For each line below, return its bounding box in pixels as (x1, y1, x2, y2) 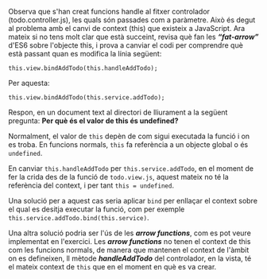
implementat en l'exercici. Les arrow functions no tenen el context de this (8, 237, 251, 246)
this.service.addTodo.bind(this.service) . (8, 213, 149, 222)
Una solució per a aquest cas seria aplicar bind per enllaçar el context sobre (8, 196, 258, 205)
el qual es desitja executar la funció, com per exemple (8, 204, 185, 214)
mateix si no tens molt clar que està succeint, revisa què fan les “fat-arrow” (8, 32, 259, 41)
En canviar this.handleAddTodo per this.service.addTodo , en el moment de (8, 164, 254, 173)
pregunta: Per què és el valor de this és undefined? (8, 116, 179, 126)
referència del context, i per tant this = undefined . (8, 180, 175, 190)
